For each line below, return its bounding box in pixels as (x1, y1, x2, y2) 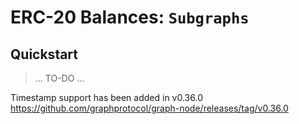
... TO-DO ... (34, 72, 85, 84)
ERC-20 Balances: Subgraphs (10, 6, 250, 29)
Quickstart (10, 46, 79, 63)
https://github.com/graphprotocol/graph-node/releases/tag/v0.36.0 (10, 102, 289, 114)
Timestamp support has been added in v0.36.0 (10, 92, 203, 103)
